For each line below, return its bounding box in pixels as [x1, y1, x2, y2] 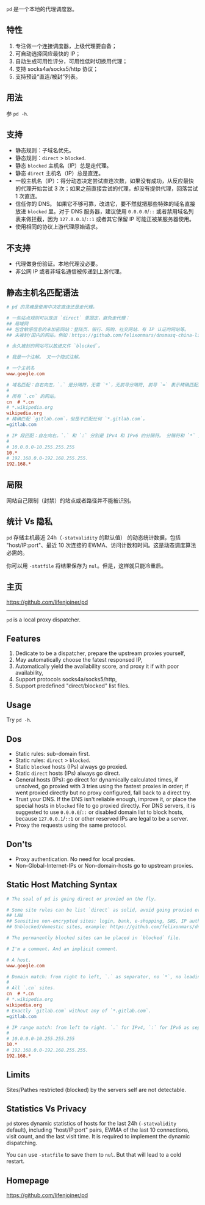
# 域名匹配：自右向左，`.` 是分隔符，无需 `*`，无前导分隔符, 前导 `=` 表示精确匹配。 [6, 381, 203, 388]
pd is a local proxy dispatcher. [6, 616, 81, 623]
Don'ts [6, 839, 32, 849]
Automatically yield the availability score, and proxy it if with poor [15, 662, 179, 670]
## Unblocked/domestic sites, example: [6, 924, 108, 930]
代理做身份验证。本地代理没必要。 [15, 260, 101, 268]
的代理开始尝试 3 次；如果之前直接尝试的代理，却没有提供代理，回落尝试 [15, 185, 198, 192]
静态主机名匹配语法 [6, 287, 79, 298]
